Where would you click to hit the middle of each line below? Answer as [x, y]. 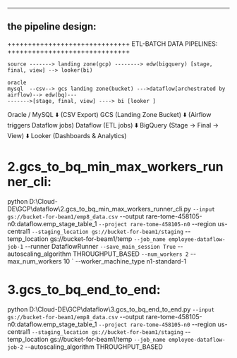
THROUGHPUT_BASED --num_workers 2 [131, 254]
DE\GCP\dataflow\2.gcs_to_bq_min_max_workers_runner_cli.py [99, 209]
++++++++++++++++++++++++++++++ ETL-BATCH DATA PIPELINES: [113, 44]
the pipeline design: [52, 26]
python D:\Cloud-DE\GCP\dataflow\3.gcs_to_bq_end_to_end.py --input [111, 309]
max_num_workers [35, 261]
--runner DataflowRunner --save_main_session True [100, 246]
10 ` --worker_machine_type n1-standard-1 [125, 261]
